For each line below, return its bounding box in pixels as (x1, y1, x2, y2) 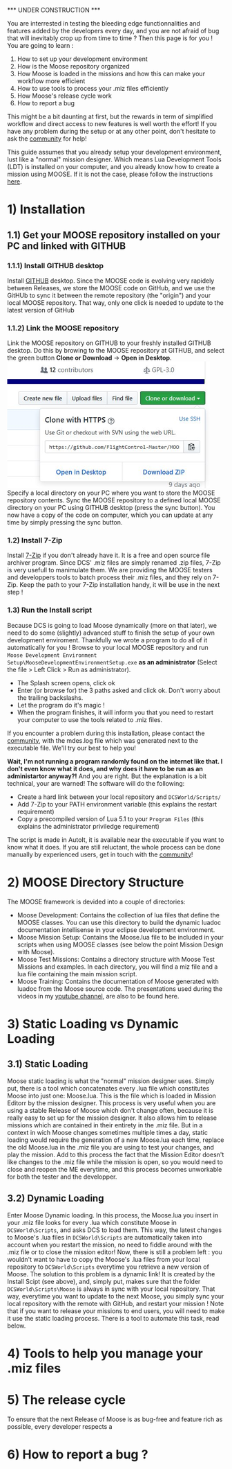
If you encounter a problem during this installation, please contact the (7, 729, 205, 737)
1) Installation (7, 202, 86, 218)
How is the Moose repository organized (17, 62, 130, 70)
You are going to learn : (7, 42, 74, 49)
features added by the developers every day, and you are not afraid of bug (7, 27, 220, 35)
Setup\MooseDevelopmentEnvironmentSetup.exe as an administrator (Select (7, 658, 217, 666)
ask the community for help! (7, 134, 88, 143)
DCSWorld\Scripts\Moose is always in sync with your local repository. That (7, 1285, 215, 1293)
